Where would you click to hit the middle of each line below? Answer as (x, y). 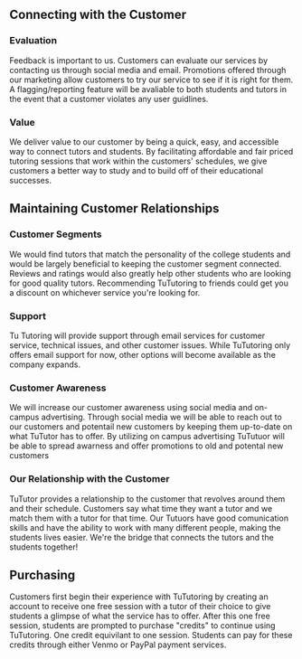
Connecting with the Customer (98, 15)
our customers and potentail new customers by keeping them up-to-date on (151, 427)
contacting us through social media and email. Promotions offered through (148, 70)
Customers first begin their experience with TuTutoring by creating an (139, 597)
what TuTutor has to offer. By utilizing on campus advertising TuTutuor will (147, 437)
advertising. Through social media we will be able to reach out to (161, 417)
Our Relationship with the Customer (90, 479)
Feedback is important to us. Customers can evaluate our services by (139, 60)
